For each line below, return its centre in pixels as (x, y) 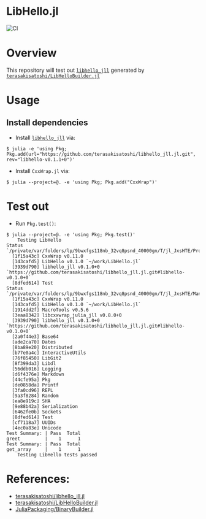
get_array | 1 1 (44, 449)
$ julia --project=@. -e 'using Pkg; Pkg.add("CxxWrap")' (82, 182)
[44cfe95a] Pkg (31, 379)
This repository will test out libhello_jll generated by (75, 70)
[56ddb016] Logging (37, 369)
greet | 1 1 (44, 439)
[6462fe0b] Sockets (37, 412)
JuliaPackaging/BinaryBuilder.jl (54, 509)
